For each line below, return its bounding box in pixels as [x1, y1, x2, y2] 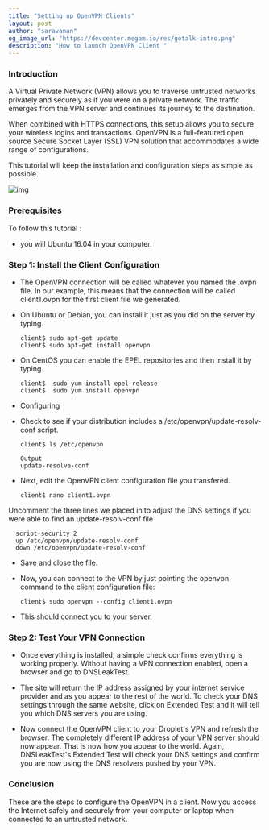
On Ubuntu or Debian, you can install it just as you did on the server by [19, 310, 255, 320]
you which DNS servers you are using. [19, 708, 147, 718]
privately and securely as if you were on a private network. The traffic [8, 95, 240, 105]
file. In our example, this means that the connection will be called [19, 286, 236, 296]
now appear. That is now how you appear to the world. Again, [19, 741, 225, 751]
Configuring [19, 400, 60, 411]
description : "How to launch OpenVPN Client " [8, 42, 168, 50]
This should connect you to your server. [19, 612, 153, 621]
